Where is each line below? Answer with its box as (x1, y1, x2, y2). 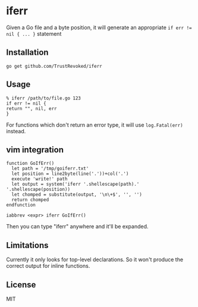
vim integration (6, 145, 64, 155)
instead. (6, 127, 26, 134)
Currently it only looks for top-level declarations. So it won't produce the (6, 256, 183, 263)
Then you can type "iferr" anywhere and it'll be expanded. (6, 223, 149, 230)
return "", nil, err (6, 105, 58, 111)
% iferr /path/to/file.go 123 (6, 95, 81, 101)
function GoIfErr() (6, 161, 55, 167)
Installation (6, 48, 49, 58)
